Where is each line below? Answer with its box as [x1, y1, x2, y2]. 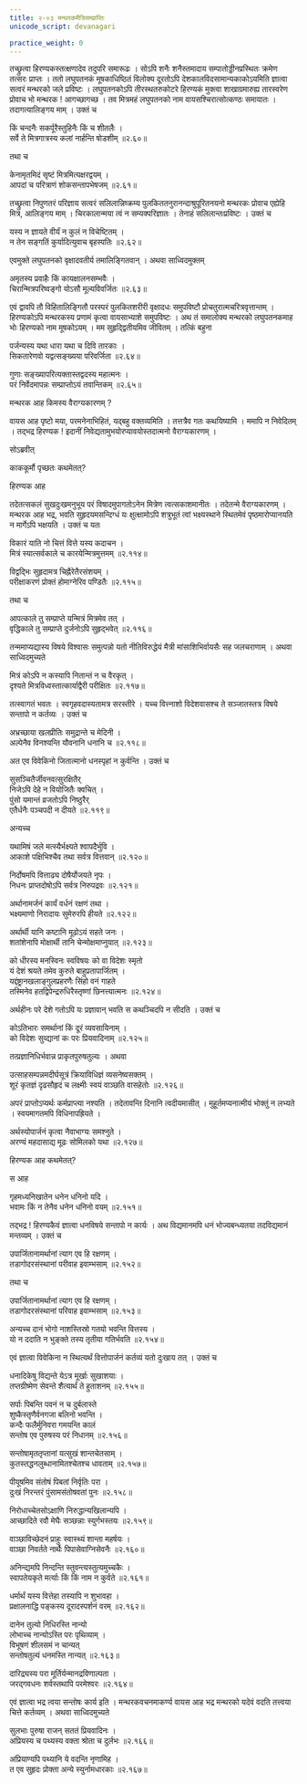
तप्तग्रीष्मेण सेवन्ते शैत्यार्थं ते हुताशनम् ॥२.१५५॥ [9, 1381, 144, 1392]
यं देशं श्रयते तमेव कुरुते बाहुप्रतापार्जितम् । [9, 965, 126, 976]
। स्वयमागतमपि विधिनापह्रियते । [9, 1108, 102, 1119]
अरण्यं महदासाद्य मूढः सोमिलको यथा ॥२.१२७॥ [9, 1137, 143, 1148]
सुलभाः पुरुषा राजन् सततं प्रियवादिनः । [9, 1726, 117, 1737]
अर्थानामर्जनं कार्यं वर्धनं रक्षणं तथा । [9, 898, 109, 909]
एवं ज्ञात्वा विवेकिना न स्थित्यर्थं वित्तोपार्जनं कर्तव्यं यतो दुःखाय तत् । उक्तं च [9, 1352, 217, 1363]
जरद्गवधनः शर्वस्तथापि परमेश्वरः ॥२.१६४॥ [9, 1678, 134, 1689]
